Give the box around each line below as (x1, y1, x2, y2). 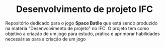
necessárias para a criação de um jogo (5, 36, 86, 42)
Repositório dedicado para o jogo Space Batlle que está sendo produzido (5, 20, 158, 26)
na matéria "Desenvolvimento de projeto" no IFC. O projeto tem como (5, 25, 149, 31)
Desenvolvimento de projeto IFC (16, 3, 153, 15)
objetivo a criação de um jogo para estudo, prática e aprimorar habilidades (5, 30, 160, 36)
